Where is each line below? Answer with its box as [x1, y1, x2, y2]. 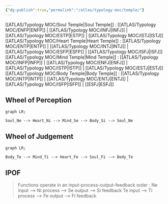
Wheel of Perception [5, 96, 72, 105]
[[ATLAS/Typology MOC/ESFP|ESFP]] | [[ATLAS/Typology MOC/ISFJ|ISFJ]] [5, 48, 163, 55]
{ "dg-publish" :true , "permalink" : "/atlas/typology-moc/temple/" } [5, 7, 145, 13]
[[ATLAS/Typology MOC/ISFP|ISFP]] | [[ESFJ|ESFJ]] [5, 81, 114, 87]
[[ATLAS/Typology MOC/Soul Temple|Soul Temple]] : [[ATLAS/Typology [5, 21, 156, 28]
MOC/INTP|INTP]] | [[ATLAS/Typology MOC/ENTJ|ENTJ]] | [5, 75, 129, 82]
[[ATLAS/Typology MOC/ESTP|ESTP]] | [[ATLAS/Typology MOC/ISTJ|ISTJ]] [5, 32, 163, 38]
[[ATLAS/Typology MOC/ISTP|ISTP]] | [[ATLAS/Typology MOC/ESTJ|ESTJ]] [5, 65, 163, 71]
